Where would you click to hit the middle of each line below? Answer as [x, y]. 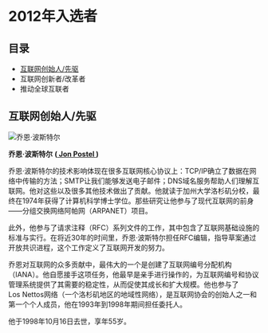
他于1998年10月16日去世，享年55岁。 [70, 321]
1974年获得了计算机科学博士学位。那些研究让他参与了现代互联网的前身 [138, 201]
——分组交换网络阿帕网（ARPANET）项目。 [81, 210]
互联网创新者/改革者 [53, 79]
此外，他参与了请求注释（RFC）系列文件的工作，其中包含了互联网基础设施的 [134, 227]
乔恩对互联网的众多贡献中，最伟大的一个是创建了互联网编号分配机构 [120, 264]
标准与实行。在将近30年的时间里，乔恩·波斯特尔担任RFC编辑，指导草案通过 [132, 237]
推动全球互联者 [44, 89]
